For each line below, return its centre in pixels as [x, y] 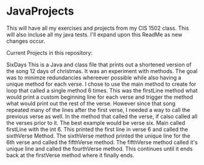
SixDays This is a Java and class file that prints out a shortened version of [99, 65]
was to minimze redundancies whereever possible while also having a [94, 77]
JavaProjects [40, 11]
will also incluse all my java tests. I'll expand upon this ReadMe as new [94, 34]
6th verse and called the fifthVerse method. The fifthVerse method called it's [102, 142]
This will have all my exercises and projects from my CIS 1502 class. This [98, 28]
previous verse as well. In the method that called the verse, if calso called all [102, 116]
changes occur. [26, 41]
